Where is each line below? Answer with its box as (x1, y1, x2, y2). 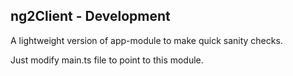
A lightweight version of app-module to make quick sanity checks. (10, 34, 283, 46)
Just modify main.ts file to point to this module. (10, 54, 204, 66)
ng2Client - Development (10, 8, 171, 25)
